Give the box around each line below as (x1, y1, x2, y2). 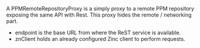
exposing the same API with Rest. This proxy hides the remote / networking (6, 11, 192, 18)
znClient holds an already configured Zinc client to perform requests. (14, 36, 186, 42)
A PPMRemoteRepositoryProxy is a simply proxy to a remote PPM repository (6, 5, 195, 12)
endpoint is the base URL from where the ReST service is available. (14, 29, 181, 36)
